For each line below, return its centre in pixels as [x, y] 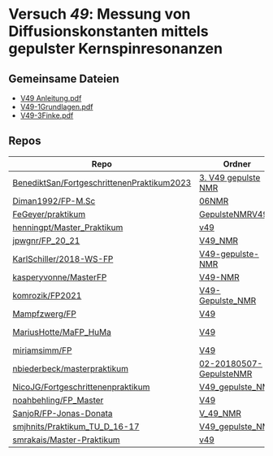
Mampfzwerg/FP [45, 314]
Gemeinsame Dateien [64, 78]
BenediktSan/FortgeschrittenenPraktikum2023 [102, 182]
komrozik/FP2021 [47, 295]
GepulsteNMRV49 [234, 214]
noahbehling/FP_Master [58, 400]
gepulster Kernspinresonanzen [116, 49]
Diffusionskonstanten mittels [108, 31]
